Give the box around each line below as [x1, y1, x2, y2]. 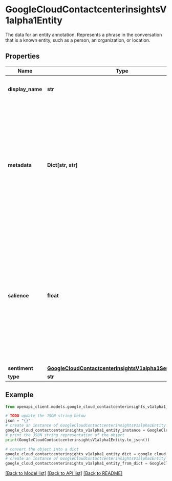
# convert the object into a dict [5, 447, 79, 452]
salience [8, 292, 29, 299]
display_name [8, 85, 42, 93]
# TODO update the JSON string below [5, 413, 86, 419]
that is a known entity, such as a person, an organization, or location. [5, 37, 150, 43]
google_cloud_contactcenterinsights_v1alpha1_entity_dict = [5, 451, 137, 456]
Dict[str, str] [47, 161, 78, 168]
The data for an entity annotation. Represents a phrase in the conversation [5, 31, 162, 38]
